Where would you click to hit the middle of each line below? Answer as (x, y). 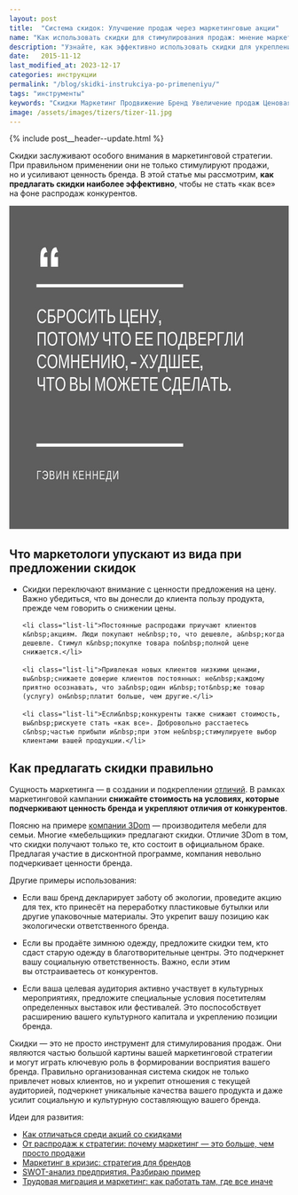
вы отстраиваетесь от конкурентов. (90, 971)
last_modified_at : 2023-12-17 (65, 66)
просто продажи (54, 1153)
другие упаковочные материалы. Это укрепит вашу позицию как (145, 916)
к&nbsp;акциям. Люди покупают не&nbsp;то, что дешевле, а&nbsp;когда (153, 634)
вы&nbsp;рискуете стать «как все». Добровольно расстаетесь (135, 723)
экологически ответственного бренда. (95, 926)
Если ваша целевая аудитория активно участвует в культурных (142, 988)
